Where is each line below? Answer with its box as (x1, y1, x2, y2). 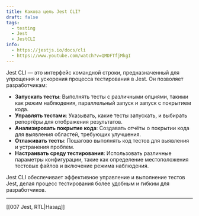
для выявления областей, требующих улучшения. (14, 131, 141, 138)
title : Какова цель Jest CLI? (6, 8, 81, 15)
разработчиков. (6, 186, 46, 193)
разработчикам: (6, 81, 47, 89)
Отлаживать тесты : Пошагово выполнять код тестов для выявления (14, 137, 190, 144)
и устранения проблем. (14, 143, 75, 150)
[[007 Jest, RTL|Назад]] (6, 203, 65, 210)
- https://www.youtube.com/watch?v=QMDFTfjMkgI (11, 53, 131, 59)
